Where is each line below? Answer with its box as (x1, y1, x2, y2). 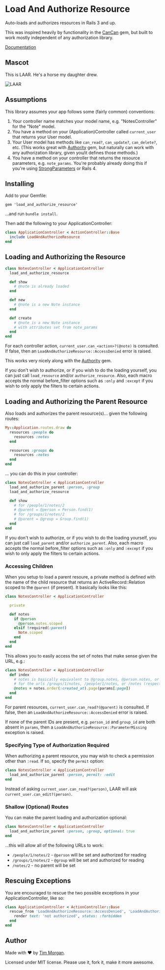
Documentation (5, 44, 36, 50)
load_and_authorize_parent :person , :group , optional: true (9, 829, 135, 834)
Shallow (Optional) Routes (5, 803, 69, 810)
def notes (9, 612, 29, 617)
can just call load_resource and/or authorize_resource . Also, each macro (5, 373, 152, 379)
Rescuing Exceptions (5, 877, 71, 885)
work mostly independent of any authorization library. (5, 35, 114, 40)
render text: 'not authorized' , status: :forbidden (14, 914, 122, 919)
